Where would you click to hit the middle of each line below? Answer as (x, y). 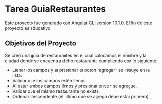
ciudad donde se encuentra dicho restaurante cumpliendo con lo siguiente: (81, 61)
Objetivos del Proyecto (41, 44)
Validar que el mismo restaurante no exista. (56, 91)
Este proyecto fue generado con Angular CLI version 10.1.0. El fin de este (79, 23)
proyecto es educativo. (28, 28)
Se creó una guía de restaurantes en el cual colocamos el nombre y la (76, 55)
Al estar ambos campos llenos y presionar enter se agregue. (75, 86)
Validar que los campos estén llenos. (49, 80)
